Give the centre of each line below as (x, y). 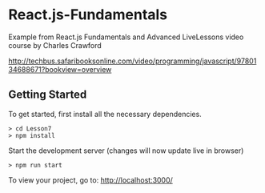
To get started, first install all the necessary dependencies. (105, 114)
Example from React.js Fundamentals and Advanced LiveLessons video (126, 37)
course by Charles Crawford (55, 45)
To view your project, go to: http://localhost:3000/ (91, 180)
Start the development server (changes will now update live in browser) (126, 151)
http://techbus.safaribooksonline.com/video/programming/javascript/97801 (132, 61)
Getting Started (48, 95)
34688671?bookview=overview (60, 69)
